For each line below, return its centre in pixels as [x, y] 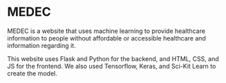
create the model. [32, 73]
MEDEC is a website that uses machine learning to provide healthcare [106, 31]
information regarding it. [41, 45]
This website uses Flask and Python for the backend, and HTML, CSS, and [113, 58]
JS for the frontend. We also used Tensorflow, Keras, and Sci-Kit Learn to [112, 66]
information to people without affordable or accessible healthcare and [106, 38]
